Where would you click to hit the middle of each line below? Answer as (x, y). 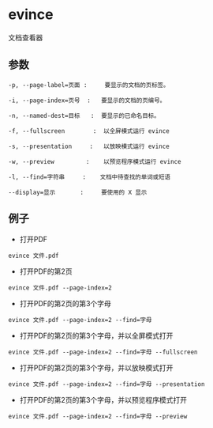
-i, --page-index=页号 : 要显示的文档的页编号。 (87, 100)
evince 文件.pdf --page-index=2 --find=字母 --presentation (106, 384)
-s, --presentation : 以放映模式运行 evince (89, 146)
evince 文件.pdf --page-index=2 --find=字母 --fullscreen (103, 352)
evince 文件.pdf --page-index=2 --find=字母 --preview (98, 416)
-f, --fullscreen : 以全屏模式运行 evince (89, 131)
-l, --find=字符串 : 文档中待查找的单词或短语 (90, 177)
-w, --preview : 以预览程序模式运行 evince (95, 161)
